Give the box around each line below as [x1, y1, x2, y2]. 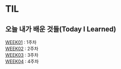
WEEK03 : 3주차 [5, 52, 39, 58]
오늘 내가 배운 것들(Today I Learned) [5, 25, 116, 33]
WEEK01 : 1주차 [5, 39, 37, 45]
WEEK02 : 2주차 [5, 45, 39, 52]
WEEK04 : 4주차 [5, 58, 39, 64]
